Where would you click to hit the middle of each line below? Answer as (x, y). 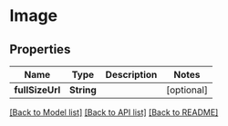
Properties (40, 49)
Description (131, 75)
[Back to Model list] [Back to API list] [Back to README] (114, 112)
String (83, 90)
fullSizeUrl (37, 90)
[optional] (187, 90)
